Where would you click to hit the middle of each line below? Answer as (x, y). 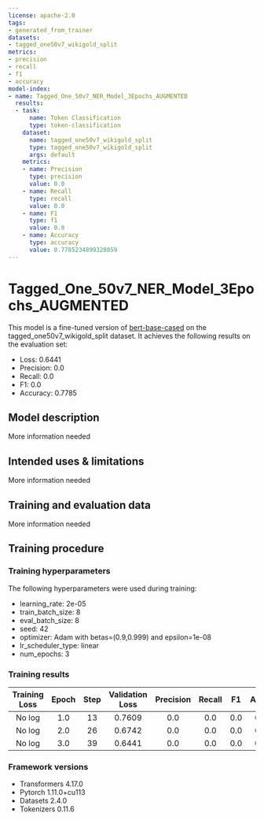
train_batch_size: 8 (50, 612)
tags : (17, 23)
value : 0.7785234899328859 (73, 250)
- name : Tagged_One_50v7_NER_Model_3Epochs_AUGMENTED (98, 96)
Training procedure (56, 549)
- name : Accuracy (51, 236)
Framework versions (48, 766)
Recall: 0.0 (37, 376)
